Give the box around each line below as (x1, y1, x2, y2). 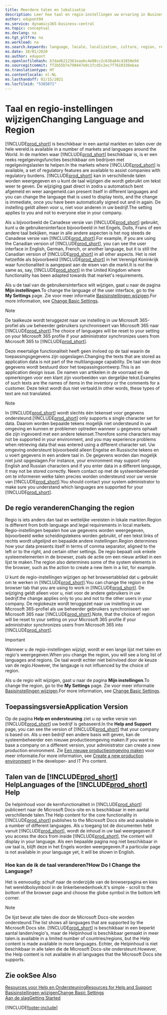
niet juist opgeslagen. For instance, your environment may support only (5, 457, 150, 463)
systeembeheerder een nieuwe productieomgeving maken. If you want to (5, 737, 154, 743)
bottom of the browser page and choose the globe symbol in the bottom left (5, 890, 161, 896)
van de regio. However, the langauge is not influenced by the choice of (5, 662, 149, 668)
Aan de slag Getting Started (5, 995, 61, 1001)
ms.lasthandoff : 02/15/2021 (5, 77, 64, 82)
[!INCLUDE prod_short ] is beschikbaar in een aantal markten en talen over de (5, 141, 162, 147)
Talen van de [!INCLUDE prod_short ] (5, 773, 118, 781)
